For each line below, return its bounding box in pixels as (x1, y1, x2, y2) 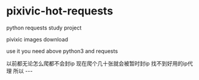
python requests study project (6, 24, 82, 31)
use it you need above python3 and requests (6, 47, 118, 55)
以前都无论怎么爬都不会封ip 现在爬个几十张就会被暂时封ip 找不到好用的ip (6, 60, 188, 67)
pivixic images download (6, 35, 69, 43)
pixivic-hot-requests (6, 4, 113, 18)
